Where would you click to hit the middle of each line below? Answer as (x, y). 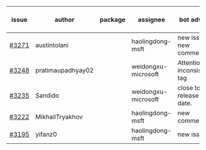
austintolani (52, 45)
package (113, 20)
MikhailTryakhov (59, 117)
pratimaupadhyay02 (64, 70)
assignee (151, 20)
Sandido (47, 95)
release (188, 95)
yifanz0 (46, 134)
